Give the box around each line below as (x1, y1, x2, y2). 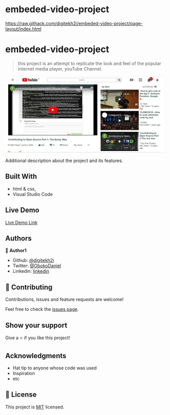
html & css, (12, 185, 37, 191)
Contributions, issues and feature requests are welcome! (5, 296, 124, 303)
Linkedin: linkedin (12, 268, 49, 274)
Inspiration (12, 370, 35, 376)
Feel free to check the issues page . (5, 306, 79, 312)
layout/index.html (5, 25, 42, 31)
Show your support (5, 321, 67, 330)
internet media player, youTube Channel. (17, 66, 103, 72)
